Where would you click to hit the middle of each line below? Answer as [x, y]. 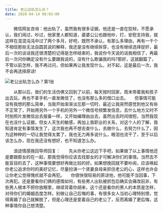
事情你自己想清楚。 [28, 205]
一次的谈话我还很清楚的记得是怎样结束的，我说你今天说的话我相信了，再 [81, 53]
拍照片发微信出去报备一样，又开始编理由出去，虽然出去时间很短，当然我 [81, 116]
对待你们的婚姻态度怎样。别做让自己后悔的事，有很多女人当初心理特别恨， [79, 193]
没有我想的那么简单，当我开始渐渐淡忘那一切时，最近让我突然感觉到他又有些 [81, 104]
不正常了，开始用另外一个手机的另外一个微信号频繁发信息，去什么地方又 [77, 110]
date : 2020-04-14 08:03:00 [32, 14]
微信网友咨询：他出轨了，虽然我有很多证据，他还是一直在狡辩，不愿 [81, 28]
